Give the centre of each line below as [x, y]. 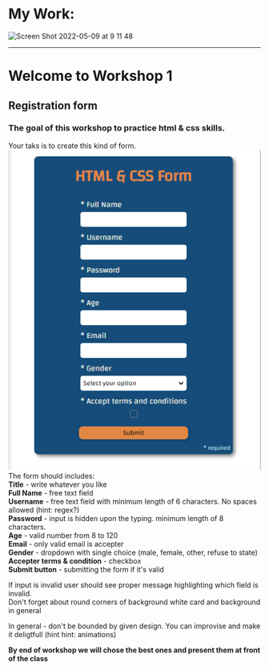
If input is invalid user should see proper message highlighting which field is [133, 584]
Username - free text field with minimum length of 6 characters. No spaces [133, 501]
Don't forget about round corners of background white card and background [134, 602]
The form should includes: [51, 475]
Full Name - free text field [51, 492]
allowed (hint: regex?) [44, 510]
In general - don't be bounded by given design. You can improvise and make [134, 626]
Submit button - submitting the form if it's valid [86, 569]
